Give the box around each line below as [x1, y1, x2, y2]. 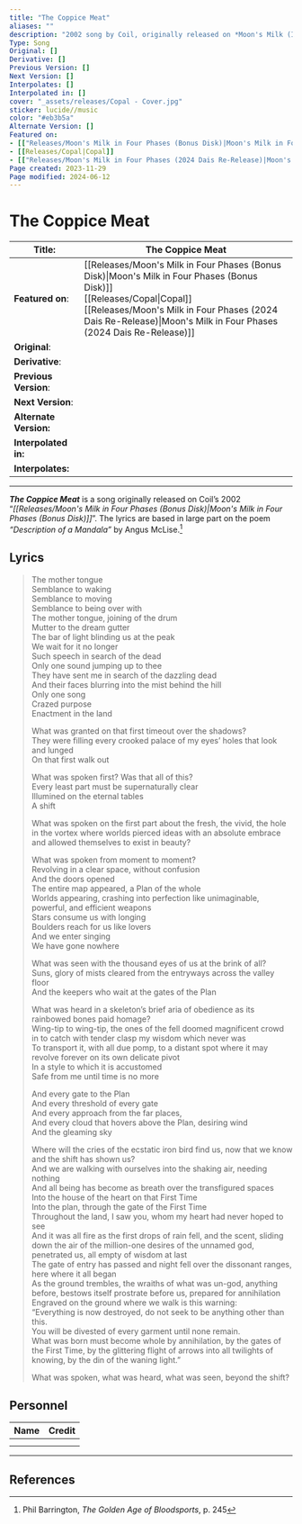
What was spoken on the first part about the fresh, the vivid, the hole [31, 817, 287, 828]
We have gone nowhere [31, 940, 120, 951]
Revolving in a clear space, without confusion [31, 863, 200, 874]
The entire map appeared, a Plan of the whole [31, 883, 201, 894]
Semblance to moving [31, 593, 112, 604]
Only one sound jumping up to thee [31, 660, 163, 671]
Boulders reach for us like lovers [31, 921, 151, 932]
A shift [31, 800, 56, 811]
